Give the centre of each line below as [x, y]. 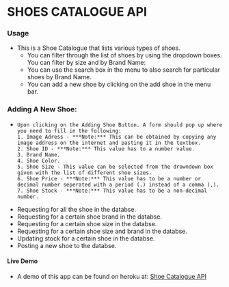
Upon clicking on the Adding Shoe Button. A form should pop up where [120, 125]
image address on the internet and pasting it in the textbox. [109, 143]
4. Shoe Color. [39, 161]
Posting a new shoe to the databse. [67, 245]
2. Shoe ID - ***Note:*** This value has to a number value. [106, 149]
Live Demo [23, 261]
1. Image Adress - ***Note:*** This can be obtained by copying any [117, 137]
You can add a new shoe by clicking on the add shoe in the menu [119, 84]
